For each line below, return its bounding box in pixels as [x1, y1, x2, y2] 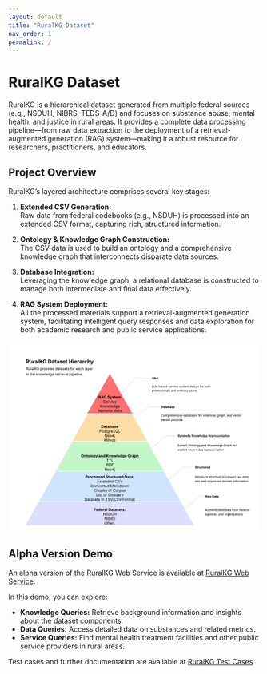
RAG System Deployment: [19, 299, 109, 309]
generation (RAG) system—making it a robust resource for [47, 134, 239, 144]
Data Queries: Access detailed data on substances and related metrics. [19, 624, 257, 634]
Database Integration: [19, 268, 94, 276]
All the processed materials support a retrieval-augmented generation [19, 308, 250, 317]
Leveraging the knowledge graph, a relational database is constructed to [19, 276, 260, 285]
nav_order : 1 [8, 30, 52, 38]
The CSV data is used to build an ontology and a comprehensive [19, 244, 232, 252]
